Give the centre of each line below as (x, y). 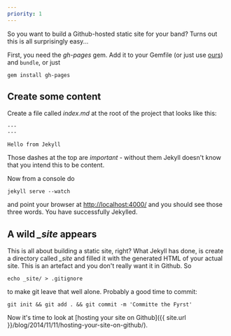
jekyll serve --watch (39, 191)
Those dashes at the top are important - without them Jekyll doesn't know (114, 158)
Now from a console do (41, 179)
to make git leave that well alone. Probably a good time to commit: (102, 292)
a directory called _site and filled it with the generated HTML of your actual (115, 258)
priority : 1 (24, 14)
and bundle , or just (34, 62)
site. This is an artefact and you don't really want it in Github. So (99, 266)
